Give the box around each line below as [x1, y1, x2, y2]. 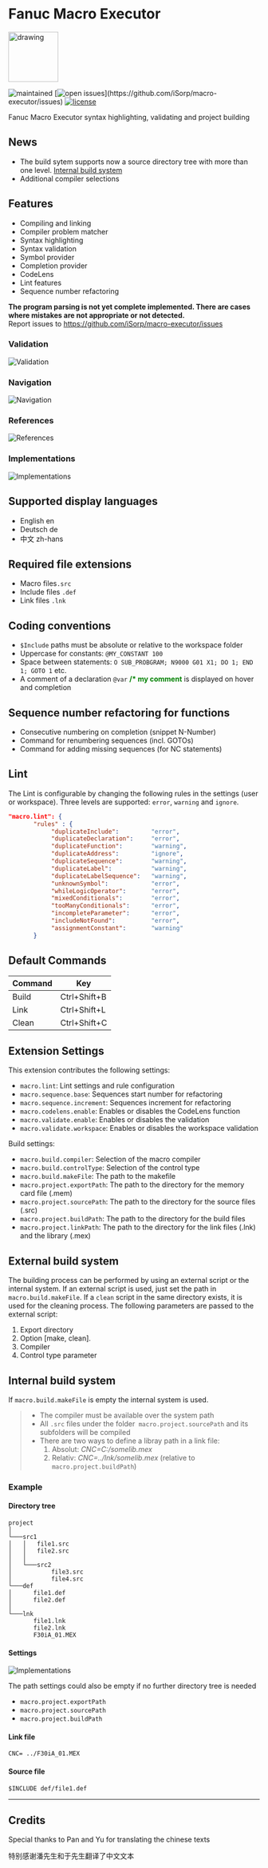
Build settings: [8, 1139, 56, 1148]
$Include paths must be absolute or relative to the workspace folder [19, 640, 243, 650]
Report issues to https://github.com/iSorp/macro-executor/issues [8, 319, 223, 328]
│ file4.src [8, 1575, 84, 1583]
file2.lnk [33, 1624, 66, 1633]
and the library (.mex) [19, 1231, 92, 1241]
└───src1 [8, 1533, 37, 1541]
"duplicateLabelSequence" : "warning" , [50, 872, 187, 880]
